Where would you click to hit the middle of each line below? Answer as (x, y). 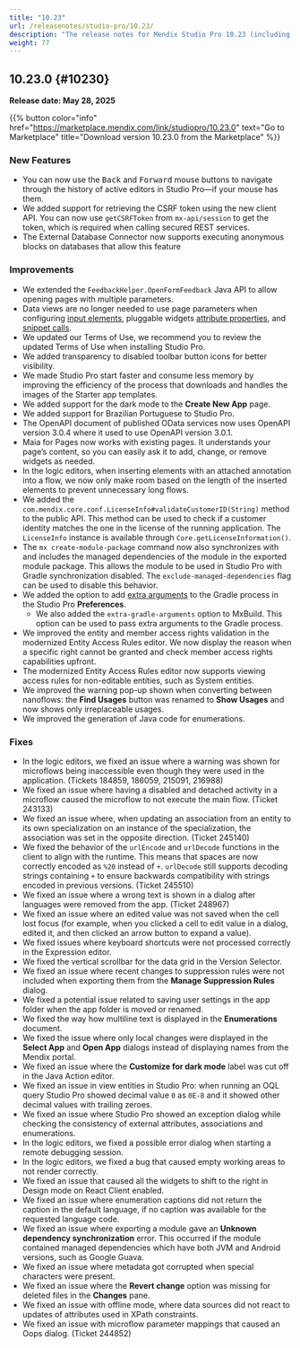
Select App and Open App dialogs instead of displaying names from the (155, 1047)
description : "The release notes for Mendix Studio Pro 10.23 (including (150, 34)
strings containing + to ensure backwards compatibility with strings (146, 875)
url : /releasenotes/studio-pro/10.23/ (81, 26)
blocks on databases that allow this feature (102, 247)
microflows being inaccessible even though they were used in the (143, 770)
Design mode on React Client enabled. (93, 1190)
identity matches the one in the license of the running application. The (151, 528)
